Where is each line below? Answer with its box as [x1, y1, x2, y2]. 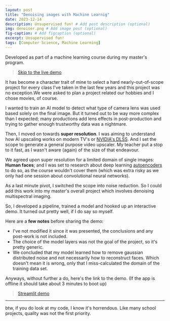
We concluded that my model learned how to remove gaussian [12, 249, 143, 255]
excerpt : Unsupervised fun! [5, 36, 65, 41]
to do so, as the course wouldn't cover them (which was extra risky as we [5, 167, 159, 173]
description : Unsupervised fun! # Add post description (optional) [5, 21, 151, 27]
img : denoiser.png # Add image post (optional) [5, 26, 108, 31]
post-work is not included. [12, 233, 68, 239]
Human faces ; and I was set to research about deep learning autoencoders [5, 162, 162, 168]
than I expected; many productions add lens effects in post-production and [5, 116, 162, 122]
